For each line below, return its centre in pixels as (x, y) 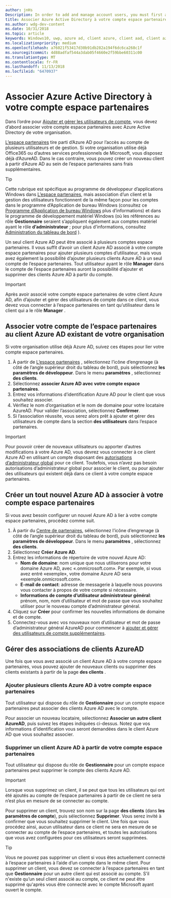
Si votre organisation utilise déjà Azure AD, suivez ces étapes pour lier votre (85, 346)
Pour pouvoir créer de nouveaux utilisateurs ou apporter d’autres (73, 446)
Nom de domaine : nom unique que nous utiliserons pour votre (85, 563)
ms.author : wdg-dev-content (35, 24)
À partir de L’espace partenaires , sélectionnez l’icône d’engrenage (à (85, 362)
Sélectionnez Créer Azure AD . (45, 552)
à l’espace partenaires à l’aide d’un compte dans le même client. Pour (78, 862)
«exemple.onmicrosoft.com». (51, 579)
